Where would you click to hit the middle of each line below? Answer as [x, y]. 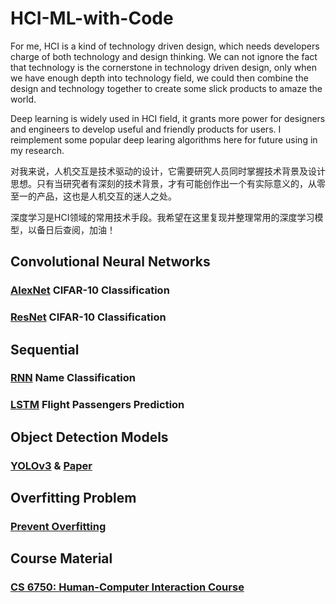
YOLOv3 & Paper [51, 465]
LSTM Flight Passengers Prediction [97, 405]
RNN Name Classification [73, 378]
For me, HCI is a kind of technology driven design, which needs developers [165, 46]
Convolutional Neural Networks [110, 262]
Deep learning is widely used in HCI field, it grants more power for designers [168, 118]
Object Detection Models [89, 437]
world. [23, 99]
